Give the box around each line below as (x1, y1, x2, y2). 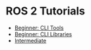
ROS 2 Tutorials (5, 4, 86, 18)
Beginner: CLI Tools (14, 24, 64, 31)
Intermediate (14, 37, 47, 44)
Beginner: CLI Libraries (14, 30, 72, 37)
